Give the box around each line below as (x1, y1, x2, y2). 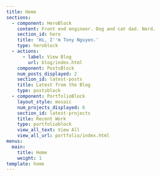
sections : (6, 15, 32, 21)
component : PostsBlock (17, 65, 75, 71)
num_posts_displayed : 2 (17, 71, 78, 77)
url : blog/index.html (28, 59, 83, 65)
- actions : (12, 48, 39, 54)
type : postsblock (17, 88, 61, 94)
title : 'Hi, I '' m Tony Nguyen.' (17, 37, 99, 43)
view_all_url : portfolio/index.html (17, 132, 110, 139)
